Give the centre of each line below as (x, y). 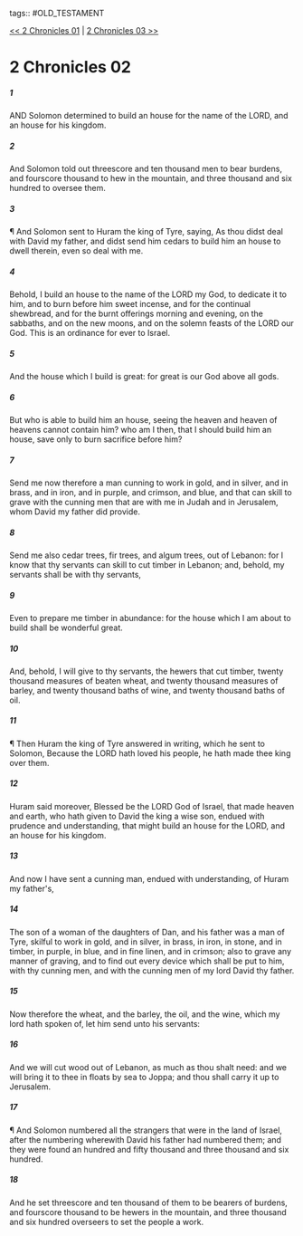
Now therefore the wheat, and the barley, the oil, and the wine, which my (145, 1014)
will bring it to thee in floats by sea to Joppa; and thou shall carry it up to (144, 1077)
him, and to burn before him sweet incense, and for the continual (130, 304)
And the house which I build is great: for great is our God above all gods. (144, 377)
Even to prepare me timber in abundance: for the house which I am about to (150, 618)
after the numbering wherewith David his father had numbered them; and (146, 1139)
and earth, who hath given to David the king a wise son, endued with (137, 816)
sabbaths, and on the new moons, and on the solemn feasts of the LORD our (151, 323)
